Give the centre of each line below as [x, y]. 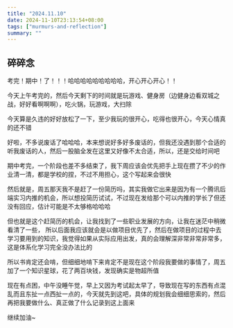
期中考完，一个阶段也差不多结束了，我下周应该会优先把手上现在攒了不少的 [113, 166]
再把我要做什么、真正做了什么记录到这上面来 [71, 303]
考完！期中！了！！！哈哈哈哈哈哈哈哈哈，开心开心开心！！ [92, 81]
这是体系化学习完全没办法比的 [50, 248]
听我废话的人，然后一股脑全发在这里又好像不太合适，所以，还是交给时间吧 [113, 151]
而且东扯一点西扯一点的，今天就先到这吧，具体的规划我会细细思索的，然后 [119, 294]
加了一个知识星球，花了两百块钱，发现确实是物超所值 [83, 270]
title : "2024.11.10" [37, 14]
